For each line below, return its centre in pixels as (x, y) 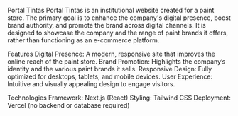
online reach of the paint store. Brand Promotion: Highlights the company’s (117, 62)
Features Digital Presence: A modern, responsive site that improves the (111, 54)
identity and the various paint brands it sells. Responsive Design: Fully (110, 69)
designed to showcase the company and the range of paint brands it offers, (118, 33)
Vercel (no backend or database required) (69, 105)
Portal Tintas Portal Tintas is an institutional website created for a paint (111, 10)
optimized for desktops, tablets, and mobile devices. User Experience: (110, 76)
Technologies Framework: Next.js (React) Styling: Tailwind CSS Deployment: (119, 98)
